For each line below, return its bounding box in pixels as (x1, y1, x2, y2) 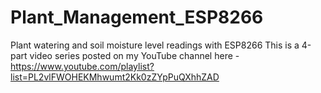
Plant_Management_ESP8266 (10, 6, 264, 29)
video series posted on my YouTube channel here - (29, 49, 240, 61)
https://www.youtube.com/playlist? (10, 60, 155, 72)
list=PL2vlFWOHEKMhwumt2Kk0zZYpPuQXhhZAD (10, 71, 220, 83)
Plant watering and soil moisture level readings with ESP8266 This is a (10, 39, 300, 51)
